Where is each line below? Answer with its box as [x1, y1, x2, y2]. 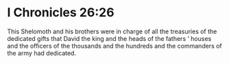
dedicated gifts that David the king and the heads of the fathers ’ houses [7, 34, 212, 42]
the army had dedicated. [7, 49, 77, 57]
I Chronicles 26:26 [7, 5, 114, 20]
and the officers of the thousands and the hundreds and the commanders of [7, 42, 223, 50]
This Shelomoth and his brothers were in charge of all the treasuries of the [7, 27, 217, 35]
